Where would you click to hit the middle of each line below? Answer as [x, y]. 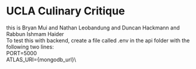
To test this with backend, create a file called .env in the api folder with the [98, 40]
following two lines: [30, 47]
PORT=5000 [22, 53]
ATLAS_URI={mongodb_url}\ [41, 59]
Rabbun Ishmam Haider [35, 34]
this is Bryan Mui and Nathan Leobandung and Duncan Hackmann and [93, 28]
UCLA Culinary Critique [66, 11]
